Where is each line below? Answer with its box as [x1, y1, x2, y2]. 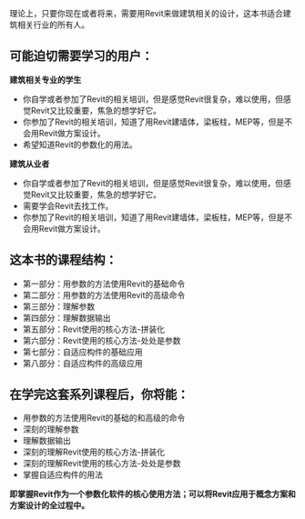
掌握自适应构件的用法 [22, 469, 103, 480]
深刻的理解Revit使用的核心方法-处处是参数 [22, 458, 181, 469]
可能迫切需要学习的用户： [9, 48, 153, 64]
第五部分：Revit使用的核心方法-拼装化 [22, 324, 166, 334]
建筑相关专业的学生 [9, 74, 82, 85]
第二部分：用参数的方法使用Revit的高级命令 [22, 289, 186, 300]
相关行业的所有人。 [16, 19, 89, 30]
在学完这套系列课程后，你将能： [9, 387, 189, 403]
